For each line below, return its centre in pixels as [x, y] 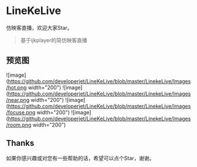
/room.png [19, 125]
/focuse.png [21, 112]
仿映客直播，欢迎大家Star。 [39, 28]
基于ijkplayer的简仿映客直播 [54, 40]
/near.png [18, 100]
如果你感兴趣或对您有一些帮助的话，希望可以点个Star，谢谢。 [80, 158]
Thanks [20, 143]
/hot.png [16, 87]
